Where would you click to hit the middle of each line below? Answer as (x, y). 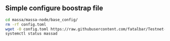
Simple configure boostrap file (54, 8)
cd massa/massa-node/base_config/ (42, 19)
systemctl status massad (31, 34)
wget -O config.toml (27, 29)
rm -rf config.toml (26, 24)
